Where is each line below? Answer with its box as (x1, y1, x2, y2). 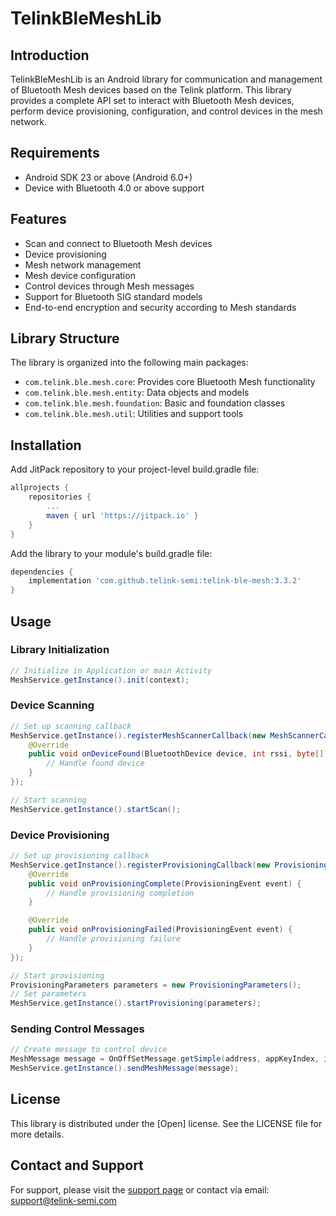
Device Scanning (10, 698, 95, 712)
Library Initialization (10, 643, 110, 657)
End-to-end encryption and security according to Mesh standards (24, 301, 297, 313)
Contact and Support (10, 1157, 144, 1174)
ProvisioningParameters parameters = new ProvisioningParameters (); (10, 980, 302, 990)
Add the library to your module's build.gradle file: (10, 547, 213, 559)
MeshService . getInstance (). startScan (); (10, 804, 182, 814)
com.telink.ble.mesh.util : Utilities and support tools (24, 408, 244, 420)
